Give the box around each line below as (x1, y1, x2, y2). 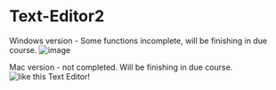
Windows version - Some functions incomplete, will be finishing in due (9, 35, 268, 46)
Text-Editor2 (9, 6, 105, 26)
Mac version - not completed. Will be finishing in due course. (9, 62, 233, 72)
